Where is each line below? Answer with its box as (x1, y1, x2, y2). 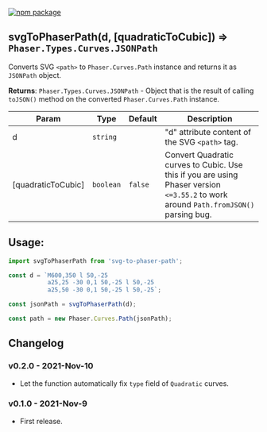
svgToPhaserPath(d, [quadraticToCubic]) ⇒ (8, 30, 229, 44)
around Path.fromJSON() (164, 199, 255, 210)
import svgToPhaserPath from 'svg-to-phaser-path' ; (8, 256, 183, 265)
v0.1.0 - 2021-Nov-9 (8, 398, 87, 409)
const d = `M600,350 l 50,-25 (8, 271, 109, 280)
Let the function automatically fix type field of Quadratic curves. (19, 378, 229, 388)
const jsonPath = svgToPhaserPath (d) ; (8, 300, 137, 309)
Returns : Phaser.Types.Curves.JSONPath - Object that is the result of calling (8, 86, 254, 95)
